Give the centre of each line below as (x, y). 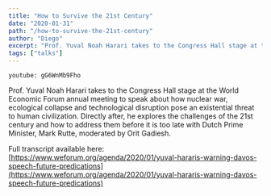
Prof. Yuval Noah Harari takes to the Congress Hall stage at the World (124, 90)
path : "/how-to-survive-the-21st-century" (81, 31)
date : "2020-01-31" (41, 23)
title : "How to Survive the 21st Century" (81, 16)
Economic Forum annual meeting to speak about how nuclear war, (118, 99)
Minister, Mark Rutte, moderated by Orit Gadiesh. (90, 133)
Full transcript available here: (56, 149)
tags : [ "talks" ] (35, 53)
